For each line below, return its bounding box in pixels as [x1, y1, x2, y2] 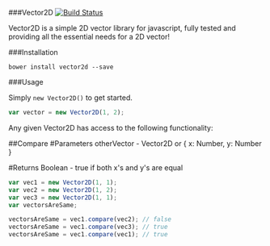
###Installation [8, 48, 58, 56]
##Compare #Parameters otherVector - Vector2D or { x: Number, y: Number [8, 138, 263, 148]
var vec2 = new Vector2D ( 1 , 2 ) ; [8, 186, 117, 194]
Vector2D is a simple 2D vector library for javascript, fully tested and [8, 23, 236, 32]
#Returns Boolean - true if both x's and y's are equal [8, 162, 184, 173]
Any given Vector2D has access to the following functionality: [8, 123, 213, 132]
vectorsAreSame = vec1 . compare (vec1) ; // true [8, 231, 168, 239]
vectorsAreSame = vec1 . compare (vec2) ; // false [8, 215, 172, 223]
